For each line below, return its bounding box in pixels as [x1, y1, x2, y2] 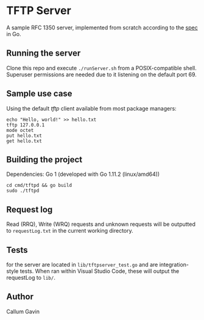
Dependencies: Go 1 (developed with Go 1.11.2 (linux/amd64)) [6, 170, 160, 178]
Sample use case [6, 89, 72, 99]
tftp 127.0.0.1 [6, 122, 45, 128]
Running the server [6, 48, 81, 59]
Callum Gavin [6, 308, 40, 315]
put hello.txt [6, 133, 43, 139]
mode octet [6, 127, 34, 133]
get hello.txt [6, 138, 43, 144]
